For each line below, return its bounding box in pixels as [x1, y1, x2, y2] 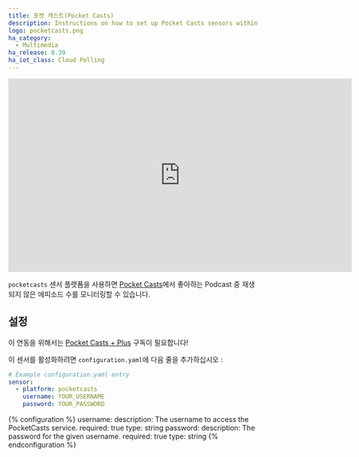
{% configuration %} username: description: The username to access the [8, 415, 249, 424]
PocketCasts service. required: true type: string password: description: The [8, 424, 256, 433]
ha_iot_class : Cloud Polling [8, 57, 105, 65]
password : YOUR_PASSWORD [22, 400, 105, 408]
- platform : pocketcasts [15, 385, 98, 393]
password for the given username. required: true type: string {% [8, 431, 219, 441]
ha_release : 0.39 [8, 49, 66, 57]
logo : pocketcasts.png [8, 26, 84, 34]
